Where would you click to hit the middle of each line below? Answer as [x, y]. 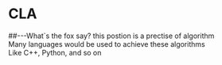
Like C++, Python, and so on [55, 52]
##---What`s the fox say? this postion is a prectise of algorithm [111, 36]
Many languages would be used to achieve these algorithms [107, 44]
